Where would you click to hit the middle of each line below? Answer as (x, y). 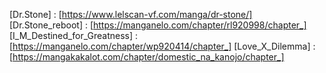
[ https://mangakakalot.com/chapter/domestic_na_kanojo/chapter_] (147, 57)
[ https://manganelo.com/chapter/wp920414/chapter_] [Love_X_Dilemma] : (162, 46)
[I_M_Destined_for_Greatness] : (74, 35)
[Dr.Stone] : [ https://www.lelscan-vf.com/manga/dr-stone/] (131, 14)
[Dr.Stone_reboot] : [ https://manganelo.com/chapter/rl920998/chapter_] (158, 25)
